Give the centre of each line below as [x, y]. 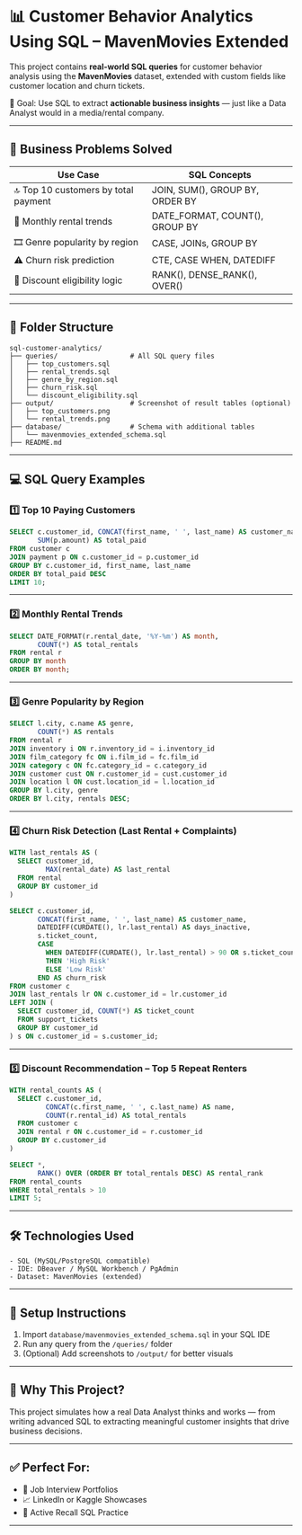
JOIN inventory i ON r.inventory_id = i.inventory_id [112, 749]
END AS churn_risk [71, 978]
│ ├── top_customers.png [60, 411]
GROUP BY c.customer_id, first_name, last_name [100, 565]
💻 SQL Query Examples [77, 479]
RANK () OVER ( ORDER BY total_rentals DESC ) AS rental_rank [150, 1173]
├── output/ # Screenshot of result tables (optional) [151, 403]
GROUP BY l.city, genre [54, 791]
